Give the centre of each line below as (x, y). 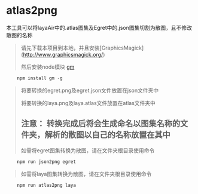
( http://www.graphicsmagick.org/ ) (63, 54)
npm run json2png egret (47, 162)
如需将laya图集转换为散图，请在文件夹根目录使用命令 (86, 174)
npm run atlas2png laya (47, 185)
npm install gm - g (40, 78)
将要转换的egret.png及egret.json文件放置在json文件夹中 (90, 90)
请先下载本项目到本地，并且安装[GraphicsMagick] (82, 48)
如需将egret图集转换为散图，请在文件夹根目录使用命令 (88, 150)
